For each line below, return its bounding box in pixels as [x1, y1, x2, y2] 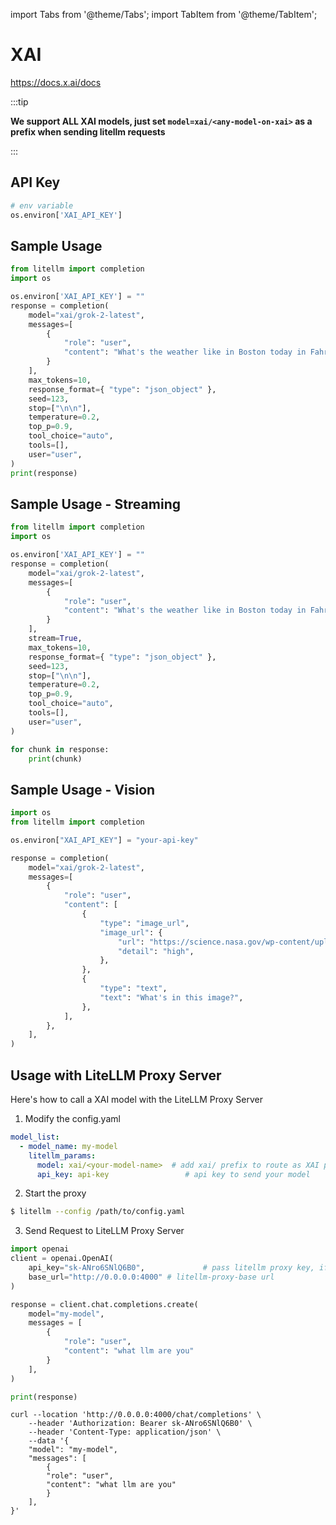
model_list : [10, 1132, 60, 1142]
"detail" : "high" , [117, 946, 195, 956]
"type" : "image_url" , [99, 918, 190, 928]
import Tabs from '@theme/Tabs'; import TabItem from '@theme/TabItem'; [10, 9, 318, 20]
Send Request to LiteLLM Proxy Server [24, 1225, 185, 1237]
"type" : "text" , [99, 984, 168, 994]
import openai [10, 1244, 70, 1254]
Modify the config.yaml [24, 1113, 121, 1124]
